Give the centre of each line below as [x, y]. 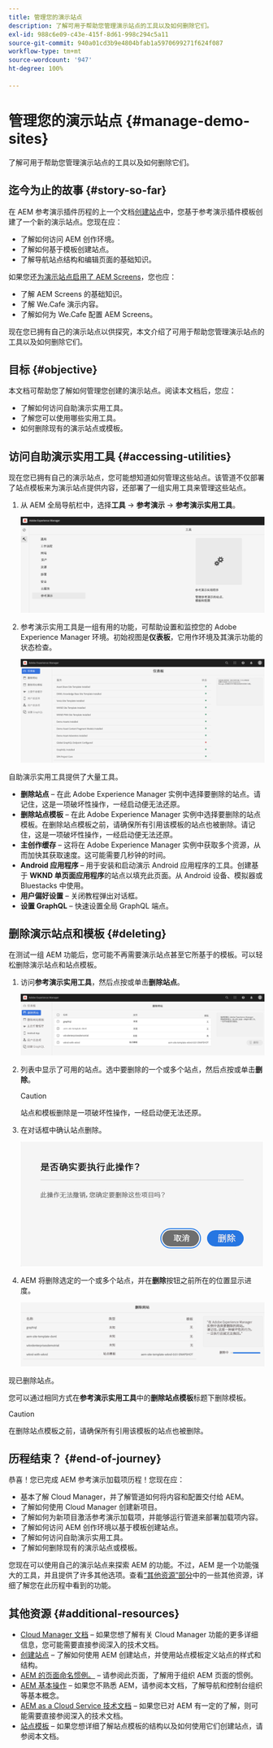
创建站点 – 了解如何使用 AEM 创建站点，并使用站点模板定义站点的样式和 [141, 1655]
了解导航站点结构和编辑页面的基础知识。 [88, 259]
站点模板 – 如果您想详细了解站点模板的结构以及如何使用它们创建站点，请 [141, 1726]
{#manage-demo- [188, 121]
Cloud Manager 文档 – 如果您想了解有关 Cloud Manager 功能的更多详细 [139, 1635]
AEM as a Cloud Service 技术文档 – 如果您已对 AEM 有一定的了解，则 [136, 1706]
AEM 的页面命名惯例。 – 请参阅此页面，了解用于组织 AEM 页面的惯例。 [139, 1676]
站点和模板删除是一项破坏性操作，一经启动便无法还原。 [113, 1112]
